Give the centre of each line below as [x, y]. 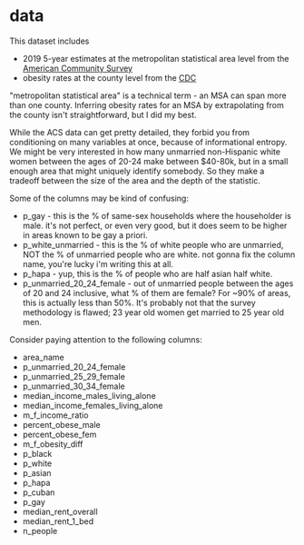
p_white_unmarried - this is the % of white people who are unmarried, [153, 244]
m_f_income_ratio [55, 415]
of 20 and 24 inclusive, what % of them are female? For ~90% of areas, [157, 292]
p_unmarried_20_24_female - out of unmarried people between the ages [158, 283]
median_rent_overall [60, 511]
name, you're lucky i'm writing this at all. [98, 263]
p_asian [37, 472]
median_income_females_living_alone [93, 405]
